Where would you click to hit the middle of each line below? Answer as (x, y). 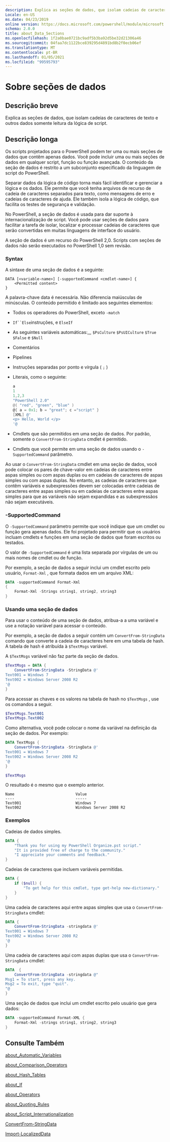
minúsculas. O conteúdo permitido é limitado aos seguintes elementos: (79, 303)
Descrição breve (32, 105)
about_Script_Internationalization (39, 1114)
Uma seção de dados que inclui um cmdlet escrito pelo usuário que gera (81, 1003)
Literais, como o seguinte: (39, 377)
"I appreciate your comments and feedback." (62, 855)
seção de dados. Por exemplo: (37, 733)
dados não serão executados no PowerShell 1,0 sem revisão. (68, 246)
